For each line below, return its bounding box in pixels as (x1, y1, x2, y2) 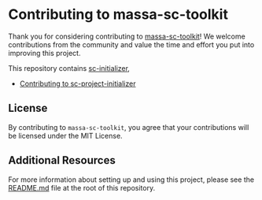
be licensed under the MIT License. (8, 131, 124, 140)
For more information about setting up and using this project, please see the (8, 175, 254, 184)
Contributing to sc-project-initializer (19, 79, 136, 88)
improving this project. (8, 48, 81, 57)
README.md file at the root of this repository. (8, 183, 156, 192)
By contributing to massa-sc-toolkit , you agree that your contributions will (8, 122, 249, 131)
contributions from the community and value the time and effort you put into (8, 39, 255, 49)
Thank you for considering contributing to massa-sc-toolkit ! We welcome (8, 31, 245, 41)
